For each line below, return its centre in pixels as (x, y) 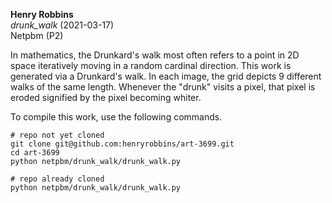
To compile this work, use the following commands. (116, 117)
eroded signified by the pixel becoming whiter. (106, 97)
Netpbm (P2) (37, 35)
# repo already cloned (57, 179)
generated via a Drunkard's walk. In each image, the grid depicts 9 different (166, 76)
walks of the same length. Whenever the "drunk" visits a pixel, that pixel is (163, 87)
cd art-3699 (35, 153)
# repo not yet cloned (57, 135)
